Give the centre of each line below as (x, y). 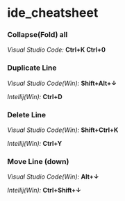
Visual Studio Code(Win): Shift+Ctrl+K (63, 130)
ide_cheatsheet (53, 13)
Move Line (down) (38, 162)
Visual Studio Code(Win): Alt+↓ (53, 177)
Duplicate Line (32, 68)
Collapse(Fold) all (37, 35)
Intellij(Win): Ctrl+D (35, 96)
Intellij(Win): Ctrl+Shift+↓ (44, 191)
